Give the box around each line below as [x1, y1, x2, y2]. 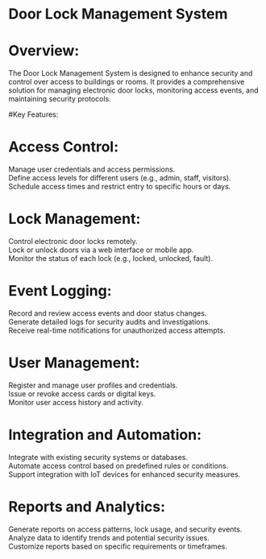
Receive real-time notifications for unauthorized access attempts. [8, 325, 226, 335]
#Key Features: [8, 110, 59, 119]
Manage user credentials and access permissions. [8, 164, 176, 174]
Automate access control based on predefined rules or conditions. [8, 461, 229, 470]
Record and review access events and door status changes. [8, 308, 207, 318]
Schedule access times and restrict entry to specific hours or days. [8, 182, 231, 192]
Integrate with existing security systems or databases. [8, 452, 188, 462]
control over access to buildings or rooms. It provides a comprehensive [8, 77, 245, 87]
